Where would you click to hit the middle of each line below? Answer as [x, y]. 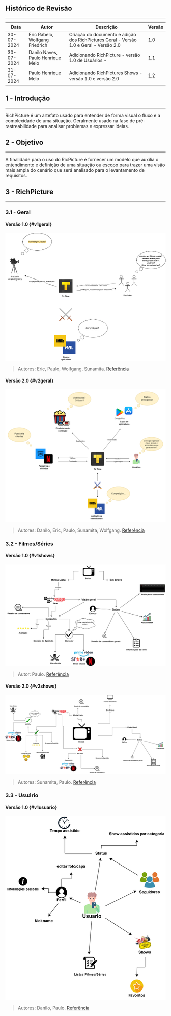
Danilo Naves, [43, 52]
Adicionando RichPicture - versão [105, 55]
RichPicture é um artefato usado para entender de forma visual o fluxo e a [83, 116]
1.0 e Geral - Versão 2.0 [95, 45]
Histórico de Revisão [39, 8]
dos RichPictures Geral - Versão [103, 40]
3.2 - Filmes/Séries [29, 544]
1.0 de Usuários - [88, 60]
